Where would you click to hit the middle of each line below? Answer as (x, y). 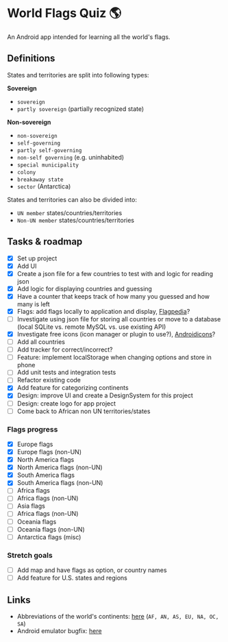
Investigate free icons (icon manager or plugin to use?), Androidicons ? (116, 334)
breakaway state (40, 180)
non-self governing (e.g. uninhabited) (71, 157)
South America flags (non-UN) (60, 483)
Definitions (31, 59)
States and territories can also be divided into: (72, 199)
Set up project (37, 258)
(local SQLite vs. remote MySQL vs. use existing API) (91, 327)
